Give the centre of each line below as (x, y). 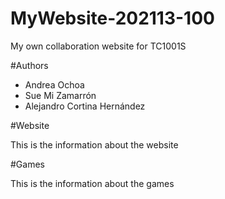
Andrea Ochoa (54, 84)
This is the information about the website (94, 144)
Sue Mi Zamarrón (60, 95)
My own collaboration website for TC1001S (98, 46)
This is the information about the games (92, 183)
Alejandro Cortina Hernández (85, 106)
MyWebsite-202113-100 (112, 18)
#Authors (29, 65)
